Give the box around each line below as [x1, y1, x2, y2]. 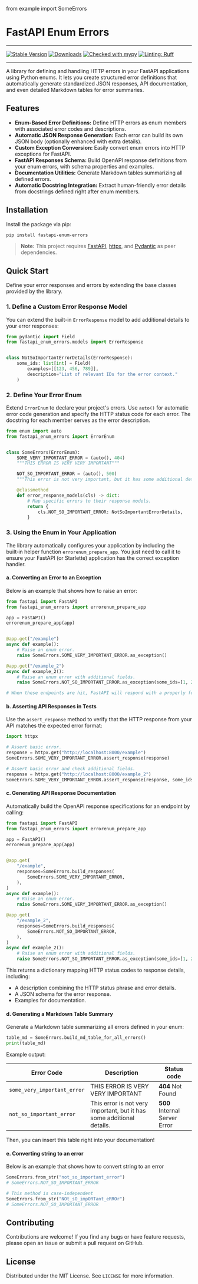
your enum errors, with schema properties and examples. [14, 163, 154, 170]
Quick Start [6, 266, 49, 276]
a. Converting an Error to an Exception [6, 574, 101, 581]
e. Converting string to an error [6, 1150, 84, 1157]
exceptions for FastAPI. [14, 150, 72, 157]
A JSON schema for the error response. [14, 991, 111, 998]
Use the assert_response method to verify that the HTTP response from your [6, 716, 192, 723]
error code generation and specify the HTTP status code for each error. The [6, 410, 191, 417]
